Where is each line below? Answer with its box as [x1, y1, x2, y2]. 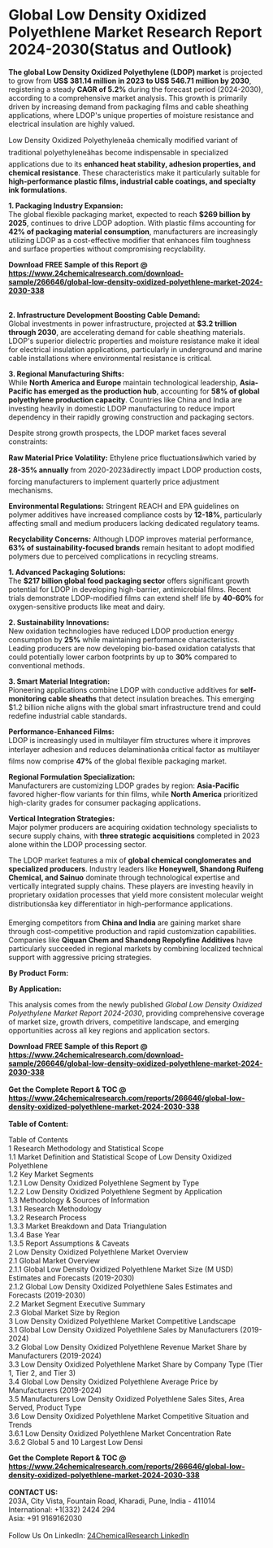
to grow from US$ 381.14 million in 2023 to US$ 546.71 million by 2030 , [8, 76, 252, 85]
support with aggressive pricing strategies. [8, 952, 152, 962]
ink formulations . [8, 185, 67, 194]
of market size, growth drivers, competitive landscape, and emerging [8, 1016, 240, 1026]
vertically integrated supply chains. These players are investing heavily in [8, 881, 253, 891]
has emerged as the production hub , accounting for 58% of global [33, 386, 260, 396]
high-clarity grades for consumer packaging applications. [8, 798, 201, 807]
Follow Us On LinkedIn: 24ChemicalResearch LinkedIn [8, 1530, 189, 1540]
